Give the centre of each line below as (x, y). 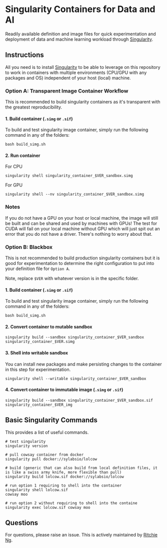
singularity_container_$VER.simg (40, 342)
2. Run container (23, 155)
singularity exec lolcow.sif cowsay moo (48, 507)
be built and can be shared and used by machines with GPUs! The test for (81, 223)
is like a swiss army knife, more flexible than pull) (63, 472)
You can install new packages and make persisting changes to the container (83, 364)
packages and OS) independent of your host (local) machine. (68, 78)
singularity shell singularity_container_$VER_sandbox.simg (69, 176)
